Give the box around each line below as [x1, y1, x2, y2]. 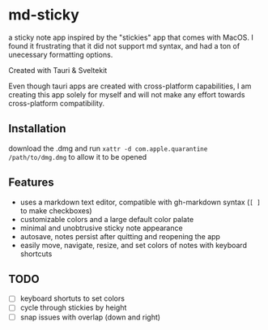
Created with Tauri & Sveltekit [8, 65, 108, 75]
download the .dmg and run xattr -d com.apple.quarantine [8, 144, 208, 153]
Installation [8, 122, 66, 135]
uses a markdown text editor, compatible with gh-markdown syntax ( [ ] [19, 197, 261, 207]
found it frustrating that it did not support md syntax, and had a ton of [8, 41, 240, 50]
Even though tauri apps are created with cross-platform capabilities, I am [8, 81, 252, 91]
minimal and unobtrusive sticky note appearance [19, 223, 184, 233]
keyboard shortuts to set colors [19, 294, 125, 303]
